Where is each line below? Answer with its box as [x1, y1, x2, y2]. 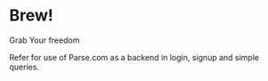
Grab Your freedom [9, 35, 80, 45]
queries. [9, 61, 40, 72]
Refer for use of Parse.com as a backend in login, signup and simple [9, 52, 260, 62]
